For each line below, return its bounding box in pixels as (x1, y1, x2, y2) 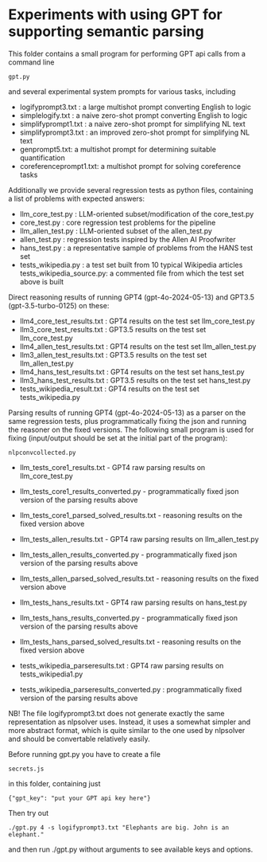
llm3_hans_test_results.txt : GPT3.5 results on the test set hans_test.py (19, 375, 251, 385)
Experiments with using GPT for (8, 6, 222, 24)
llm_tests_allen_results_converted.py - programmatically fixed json (19, 550, 238, 559)
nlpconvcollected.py (8, 449, 77, 456)
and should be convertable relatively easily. (8, 734, 150, 743)
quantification (19, 153, 65, 163)
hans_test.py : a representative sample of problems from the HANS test (19, 243, 253, 253)
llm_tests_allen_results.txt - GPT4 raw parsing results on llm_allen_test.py (19, 534, 259, 543)
